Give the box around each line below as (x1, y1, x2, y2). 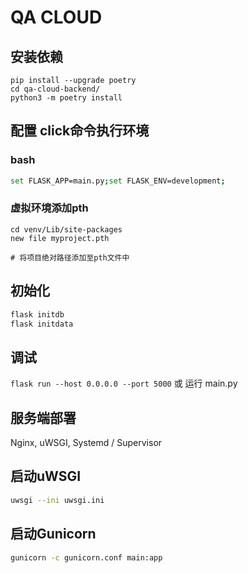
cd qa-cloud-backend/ (10, 84, 101, 94)
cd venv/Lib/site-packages (10, 224, 123, 235)
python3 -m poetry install (10, 93, 123, 103)
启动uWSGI (10, 468, 82, 485)
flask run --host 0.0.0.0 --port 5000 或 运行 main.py (10, 377, 238, 390)
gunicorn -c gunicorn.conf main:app (10, 552, 163, 563)
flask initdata (10, 319, 74, 329)
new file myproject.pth (10, 233, 110, 243)
